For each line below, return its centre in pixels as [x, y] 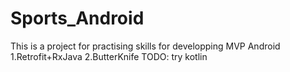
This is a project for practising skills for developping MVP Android [145, 46]
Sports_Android [77, 18]
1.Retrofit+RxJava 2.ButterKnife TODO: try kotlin [109, 56]
